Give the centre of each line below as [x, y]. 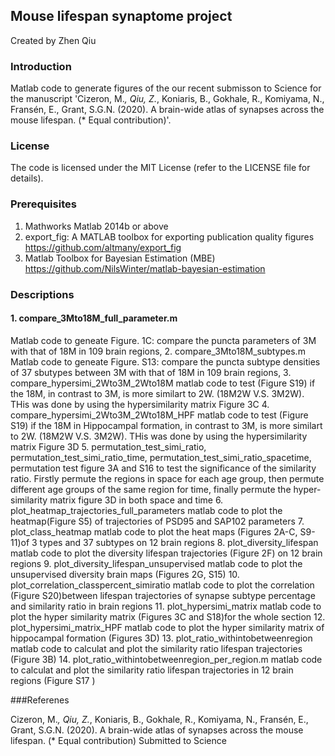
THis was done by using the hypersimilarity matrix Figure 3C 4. [140, 404]
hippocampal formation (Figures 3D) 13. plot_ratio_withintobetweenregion [161, 638]
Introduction [41, 66]
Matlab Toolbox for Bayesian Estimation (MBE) [120, 258]
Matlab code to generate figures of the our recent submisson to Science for [166, 88]
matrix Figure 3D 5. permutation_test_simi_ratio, [108, 446]
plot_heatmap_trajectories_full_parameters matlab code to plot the [146, 510]
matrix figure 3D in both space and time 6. [136, 500]
